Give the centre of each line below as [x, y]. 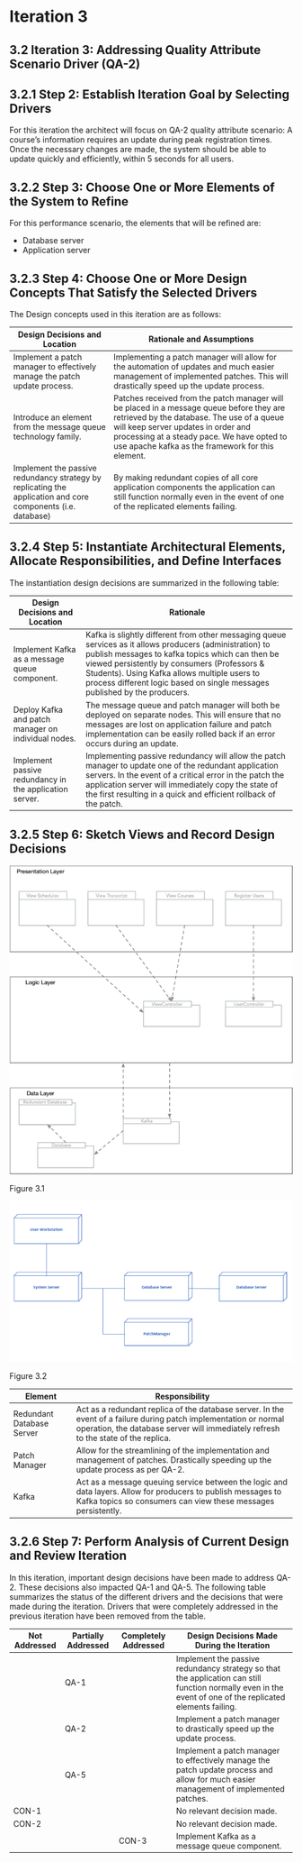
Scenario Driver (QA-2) [75, 64]
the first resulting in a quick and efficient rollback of [180, 794]
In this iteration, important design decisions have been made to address [142, 1577]
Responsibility [182, 1396]
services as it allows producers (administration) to [178, 644]
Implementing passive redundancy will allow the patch [185, 755]
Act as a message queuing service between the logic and [182, 1482]
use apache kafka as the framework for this [194, 446]
